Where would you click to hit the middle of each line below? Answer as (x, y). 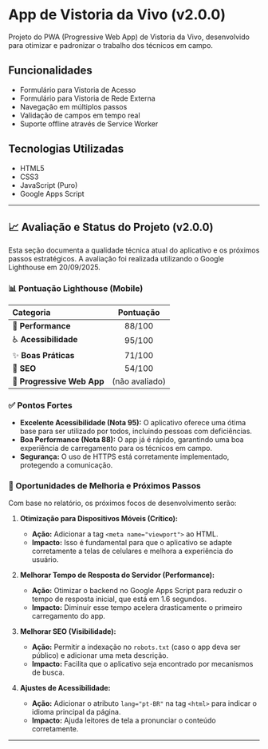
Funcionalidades (51, 71)
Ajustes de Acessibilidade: (65, 688)
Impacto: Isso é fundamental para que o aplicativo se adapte (132, 543)
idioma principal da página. (76, 712)
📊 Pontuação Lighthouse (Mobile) (76, 289)
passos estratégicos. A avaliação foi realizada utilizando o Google (116, 259)
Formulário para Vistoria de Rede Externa (87, 98)
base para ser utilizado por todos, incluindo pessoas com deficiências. (136, 431)
